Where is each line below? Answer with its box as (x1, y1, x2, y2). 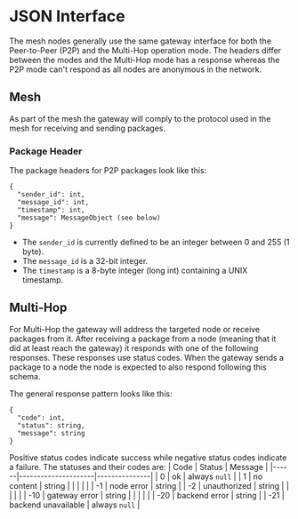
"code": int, (17, 413, 66, 422)
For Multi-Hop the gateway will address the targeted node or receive (9, 323, 261, 334)
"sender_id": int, (17, 190, 86, 199)
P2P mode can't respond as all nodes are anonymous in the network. (9, 64, 262, 75)
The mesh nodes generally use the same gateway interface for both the (9, 36, 272, 46)
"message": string (17, 428, 86, 437)
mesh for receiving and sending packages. (9, 123, 166, 133)
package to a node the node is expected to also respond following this (9, 362, 267, 372)
